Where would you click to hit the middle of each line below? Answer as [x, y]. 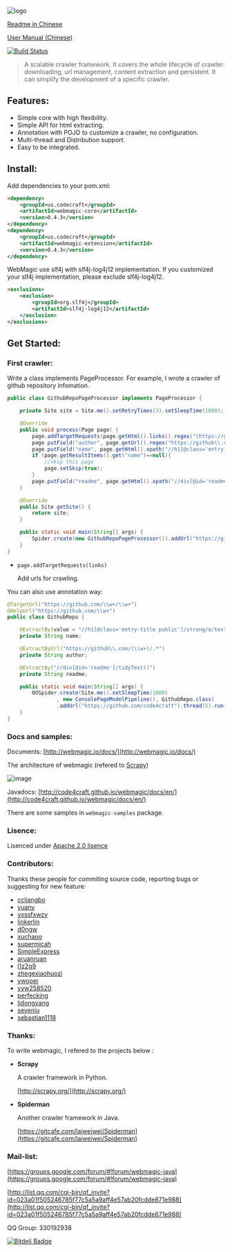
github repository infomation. [48, 385]
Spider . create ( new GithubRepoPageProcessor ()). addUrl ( [113, 539]
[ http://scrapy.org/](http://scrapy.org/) [71, 1091]
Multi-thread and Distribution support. [71, 139]
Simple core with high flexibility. [62, 117]
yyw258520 [34, 988]
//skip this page [69, 462]
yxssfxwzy [32, 914]
